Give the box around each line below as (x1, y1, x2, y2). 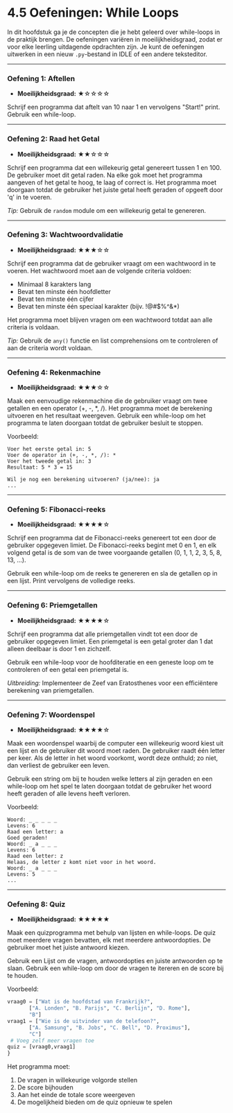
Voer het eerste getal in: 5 (7, 446, 92, 453)
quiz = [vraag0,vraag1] (7, 1044, 76, 1051)
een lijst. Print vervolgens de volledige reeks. (7, 577, 135, 585)
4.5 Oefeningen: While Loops (7, 5, 179, 21)
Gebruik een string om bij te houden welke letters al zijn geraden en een (7, 775, 213, 783)
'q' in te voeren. (7, 193, 52, 201)
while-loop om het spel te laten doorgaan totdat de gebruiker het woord (7, 782, 212, 791)
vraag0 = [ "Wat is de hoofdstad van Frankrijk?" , (7, 999, 154, 1006)
